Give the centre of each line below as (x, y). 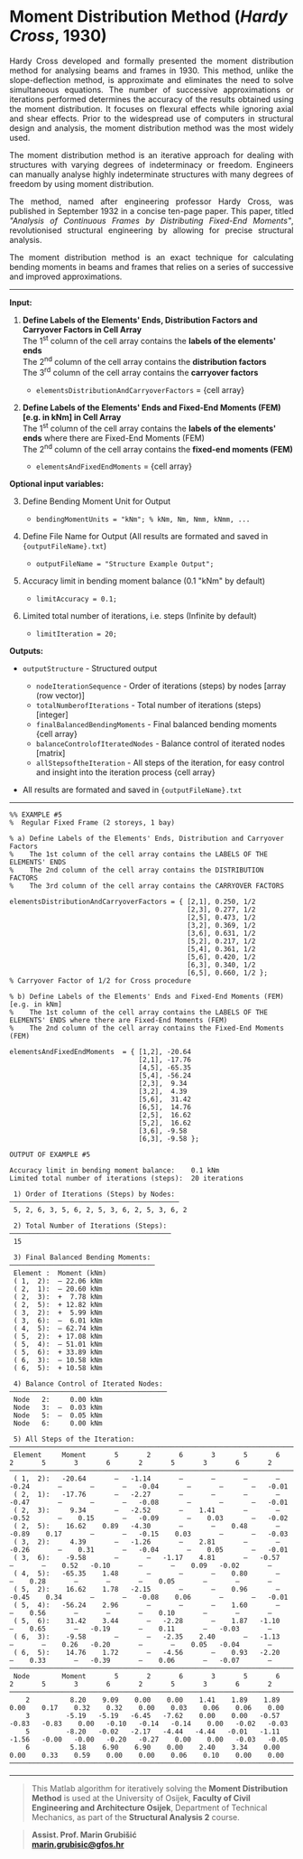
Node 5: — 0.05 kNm (58, 1415)
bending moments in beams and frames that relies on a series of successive (151, 266)
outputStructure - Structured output (90, 668)
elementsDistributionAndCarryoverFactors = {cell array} (140, 389)
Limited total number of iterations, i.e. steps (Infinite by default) (139, 616)
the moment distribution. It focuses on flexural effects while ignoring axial (151, 108)
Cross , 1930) (58, 36)
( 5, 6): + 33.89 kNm (58, 1352)
